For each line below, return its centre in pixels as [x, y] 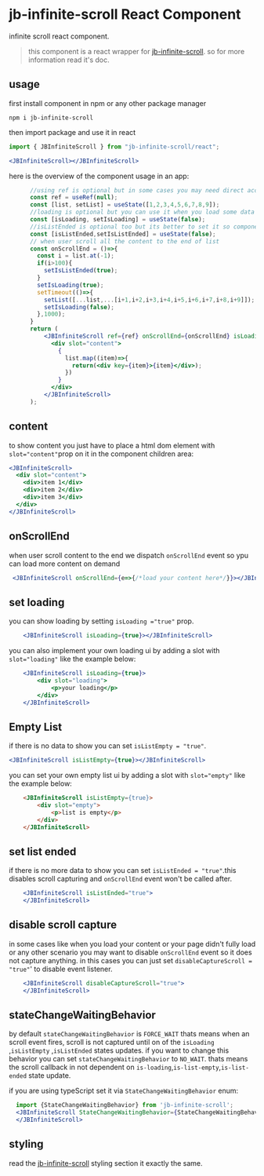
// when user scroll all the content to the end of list [125, 241]
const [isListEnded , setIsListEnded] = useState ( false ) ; [123, 234]
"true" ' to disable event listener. [61, 969]
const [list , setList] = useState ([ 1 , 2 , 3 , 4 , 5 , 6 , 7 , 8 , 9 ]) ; [125, 205]
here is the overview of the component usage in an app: [99, 176]
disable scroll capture [63, 925]
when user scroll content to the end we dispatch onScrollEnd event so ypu [129, 555]
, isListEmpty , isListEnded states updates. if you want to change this [119, 1050]
